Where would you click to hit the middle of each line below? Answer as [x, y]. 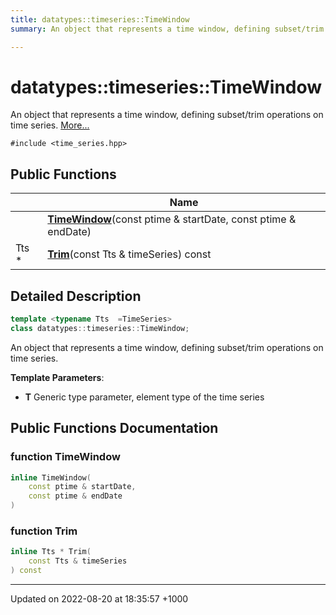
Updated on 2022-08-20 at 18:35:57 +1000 [99, 598]
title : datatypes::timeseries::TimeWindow [100, 19]
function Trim [44, 531]
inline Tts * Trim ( [51, 552]
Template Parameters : [57, 377]
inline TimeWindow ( [51, 477]
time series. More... [50, 125]
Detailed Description [76, 296]
